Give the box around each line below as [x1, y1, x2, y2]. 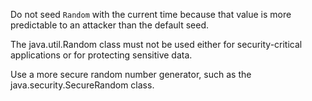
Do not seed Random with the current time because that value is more [10, 9, 292, 20]
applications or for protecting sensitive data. [10, 49, 193, 61]
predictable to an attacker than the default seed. [10, 19, 209, 31]
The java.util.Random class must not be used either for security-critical [10, 39, 303, 50]
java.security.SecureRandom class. [10, 79, 155, 91]
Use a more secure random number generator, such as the [10, 69, 252, 80]
